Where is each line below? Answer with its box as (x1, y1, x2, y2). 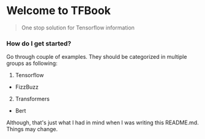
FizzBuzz (15, 83, 39, 91)
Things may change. (6, 126, 58, 133)
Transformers (15, 96, 50, 103)
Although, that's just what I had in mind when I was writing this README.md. (6, 119, 199, 126)
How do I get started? (6, 39, 72, 48)
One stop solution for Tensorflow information (21, 24, 135, 31)
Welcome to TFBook (6, 4, 111, 18)
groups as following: (6, 59, 58, 67)
